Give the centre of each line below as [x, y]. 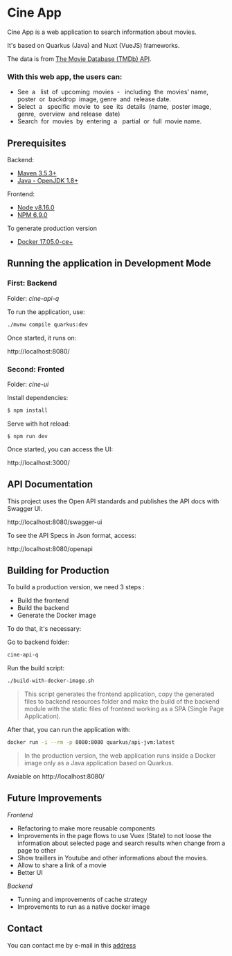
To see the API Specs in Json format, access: [72, 535]
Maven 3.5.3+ [37, 173]
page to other [37, 850]
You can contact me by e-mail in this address [72, 945]
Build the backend [43, 608]
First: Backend [32, 284]
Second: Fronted [36, 369]
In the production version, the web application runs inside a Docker [120, 756]
